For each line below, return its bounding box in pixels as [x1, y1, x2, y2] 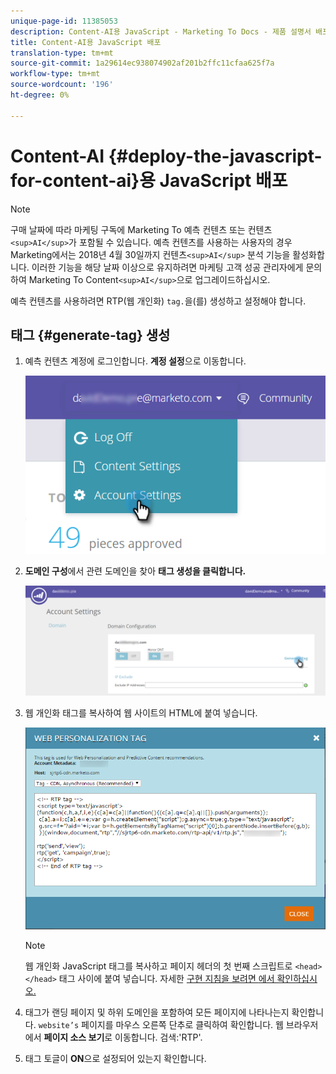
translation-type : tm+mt [10, 48, 114, 58]
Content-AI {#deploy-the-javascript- [10, 145, 323, 167]
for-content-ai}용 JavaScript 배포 [10, 169, 288, 192]
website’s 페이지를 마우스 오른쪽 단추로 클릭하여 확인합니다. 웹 [38, 1019, 284, 1031]
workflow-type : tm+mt [10, 69, 101, 79]
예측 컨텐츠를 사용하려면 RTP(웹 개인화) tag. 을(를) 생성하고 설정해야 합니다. [10, 295, 307, 307]
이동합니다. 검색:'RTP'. [114, 1031, 203, 1044]
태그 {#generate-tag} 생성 [10, 326, 171, 344]
